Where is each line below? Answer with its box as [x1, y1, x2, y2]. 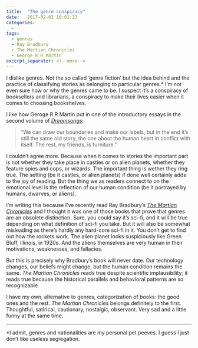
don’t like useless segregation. [6, 335, 81, 342]
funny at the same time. [6, 312, 64, 319]
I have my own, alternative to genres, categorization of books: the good [6, 293, 180, 300]
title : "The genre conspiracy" [6, 8, 85, 15]
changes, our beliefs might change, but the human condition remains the [6, 263, 183, 270]
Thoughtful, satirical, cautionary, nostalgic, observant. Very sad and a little [6, 306, 187, 313]
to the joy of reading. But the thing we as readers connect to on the [6, 178, 169, 185]
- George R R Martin [11, 52, 62, 58]
